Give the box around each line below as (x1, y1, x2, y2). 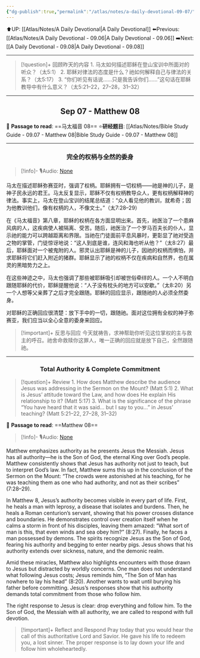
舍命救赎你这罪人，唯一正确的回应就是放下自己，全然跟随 (52, 336, 193, 344)
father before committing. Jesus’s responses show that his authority (6, 584, 173, 591)
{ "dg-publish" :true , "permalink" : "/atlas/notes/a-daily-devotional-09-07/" (6, 8, 196, 15)
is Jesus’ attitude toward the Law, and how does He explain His (20, 391, 176, 398)
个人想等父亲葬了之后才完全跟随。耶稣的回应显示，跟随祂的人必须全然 (11, 289, 183, 296)
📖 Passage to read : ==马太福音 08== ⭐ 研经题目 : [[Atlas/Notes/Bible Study (6, 123, 189, 130)
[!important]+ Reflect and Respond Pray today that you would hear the (20, 626, 193, 634)
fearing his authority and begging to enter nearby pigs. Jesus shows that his (6, 541, 193, 548)
